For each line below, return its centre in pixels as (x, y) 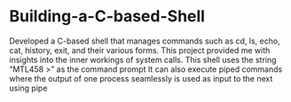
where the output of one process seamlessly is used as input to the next (141, 78)
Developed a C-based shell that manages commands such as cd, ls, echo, (145, 41)
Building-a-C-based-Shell (107, 16)
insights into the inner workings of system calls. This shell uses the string (143, 59)
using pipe (28, 88)
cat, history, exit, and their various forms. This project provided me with (140, 50)
